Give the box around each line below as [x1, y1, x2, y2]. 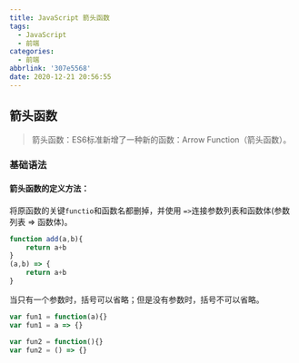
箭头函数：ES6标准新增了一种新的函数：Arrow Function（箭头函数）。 [31, 133, 292, 145]
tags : [9, 22, 30, 31]
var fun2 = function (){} [9, 337, 104, 346]
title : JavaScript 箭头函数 [9, 13, 111, 23]
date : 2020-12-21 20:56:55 [9, 73, 112, 82]
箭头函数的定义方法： [9, 183, 89, 194]
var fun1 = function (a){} [9, 312, 107, 321]
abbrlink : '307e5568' [9, 64, 92, 74]
